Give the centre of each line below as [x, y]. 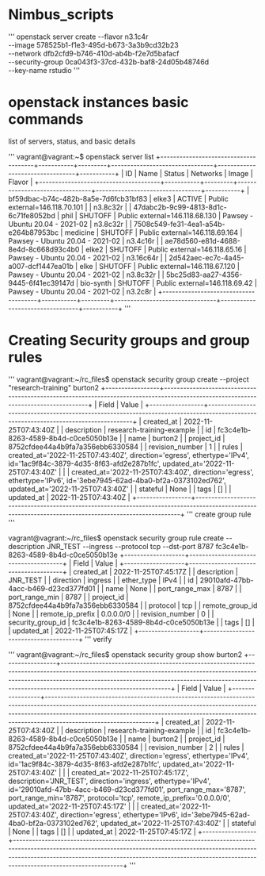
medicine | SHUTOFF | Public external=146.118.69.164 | [153, 232]
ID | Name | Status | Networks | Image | [189, 173]
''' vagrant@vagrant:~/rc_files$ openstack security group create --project [129, 379]
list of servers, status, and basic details [72, 141]
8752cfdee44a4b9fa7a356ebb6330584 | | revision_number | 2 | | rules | [126, 747]
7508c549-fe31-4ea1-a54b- [179, 224]
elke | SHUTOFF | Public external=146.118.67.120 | [159, 266]
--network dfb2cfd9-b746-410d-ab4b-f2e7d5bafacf [94, 53]
